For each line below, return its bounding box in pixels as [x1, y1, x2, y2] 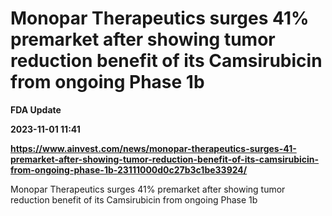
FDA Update [10, 103, 62, 116]
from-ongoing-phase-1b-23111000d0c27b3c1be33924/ [10, 163, 248, 176]
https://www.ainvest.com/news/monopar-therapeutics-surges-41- [10, 142, 297, 154]
